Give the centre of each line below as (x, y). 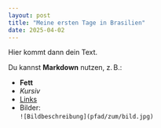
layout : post (29, 15)
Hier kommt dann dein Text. (53, 53)
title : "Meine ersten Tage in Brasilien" (77, 23)
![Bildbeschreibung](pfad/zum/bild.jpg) (86, 117)
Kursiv (30, 91)
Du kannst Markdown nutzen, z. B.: (65, 68)
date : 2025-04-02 (37, 30)
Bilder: (30, 108)
